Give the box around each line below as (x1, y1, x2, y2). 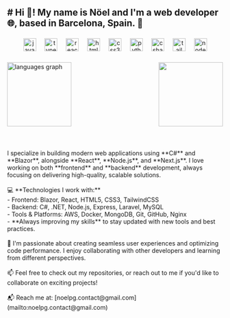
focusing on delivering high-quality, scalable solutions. (7, 171, 162, 179)
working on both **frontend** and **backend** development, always (7, 163, 203, 172)
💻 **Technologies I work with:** (7, 186, 101, 194)
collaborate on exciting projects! (7, 278, 98, 287)
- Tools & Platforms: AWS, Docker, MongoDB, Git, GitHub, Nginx (7, 210, 187, 219)
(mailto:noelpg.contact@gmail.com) (7, 304, 108, 312)
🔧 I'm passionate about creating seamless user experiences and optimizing (7, 239, 219, 248)
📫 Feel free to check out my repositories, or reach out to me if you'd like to (7, 269, 219, 277)
